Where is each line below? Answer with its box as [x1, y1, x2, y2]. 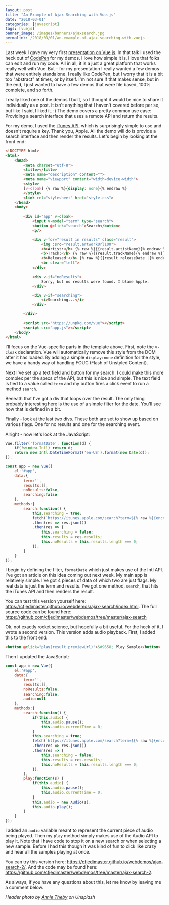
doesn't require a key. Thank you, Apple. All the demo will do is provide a [5, 128, 156, 134]
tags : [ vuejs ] [5, 26, 35, 31]
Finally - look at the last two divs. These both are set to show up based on [5, 416, 158, 422]
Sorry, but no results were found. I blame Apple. [41, 279, 150, 284]
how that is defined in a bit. [5, 406, 61, 412]
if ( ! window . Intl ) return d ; [14, 445, 73, 451]
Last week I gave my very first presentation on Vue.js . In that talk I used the [5, 49, 161, 56]
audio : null [23, 696, 46, 702]
